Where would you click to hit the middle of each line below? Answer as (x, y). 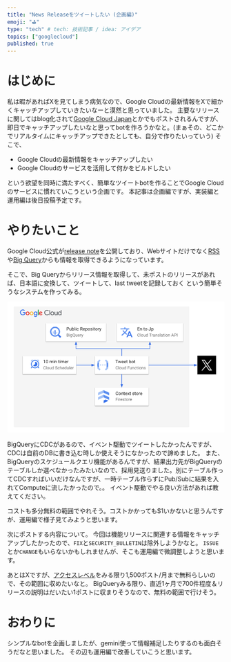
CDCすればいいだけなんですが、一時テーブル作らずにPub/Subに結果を (113, 479)
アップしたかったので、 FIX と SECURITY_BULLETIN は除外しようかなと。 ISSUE (113, 542)
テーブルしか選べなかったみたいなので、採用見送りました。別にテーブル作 (112, 470)
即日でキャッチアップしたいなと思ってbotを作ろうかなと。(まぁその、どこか (115, 127)
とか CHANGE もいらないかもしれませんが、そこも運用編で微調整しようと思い (113, 551)
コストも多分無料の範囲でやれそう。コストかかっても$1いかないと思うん (109, 511)
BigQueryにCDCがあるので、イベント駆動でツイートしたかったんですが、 (111, 444)
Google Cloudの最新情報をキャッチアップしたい (85, 160)
